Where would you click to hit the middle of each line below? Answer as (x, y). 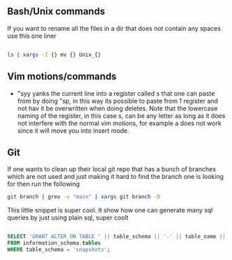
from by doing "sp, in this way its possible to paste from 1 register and (117, 101)
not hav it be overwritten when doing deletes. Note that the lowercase (117, 108)
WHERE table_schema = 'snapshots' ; (59, 250)
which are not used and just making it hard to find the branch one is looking (116, 177)
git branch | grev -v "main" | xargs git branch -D (84, 197)
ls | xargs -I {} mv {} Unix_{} (54, 55)
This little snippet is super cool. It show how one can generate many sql (110, 210)
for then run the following (44, 184)
